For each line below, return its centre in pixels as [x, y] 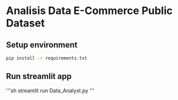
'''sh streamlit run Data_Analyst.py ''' [50, 90]
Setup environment [42, 45]
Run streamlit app [39, 76]
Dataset [25, 23]
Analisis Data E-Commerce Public [90, 11]
